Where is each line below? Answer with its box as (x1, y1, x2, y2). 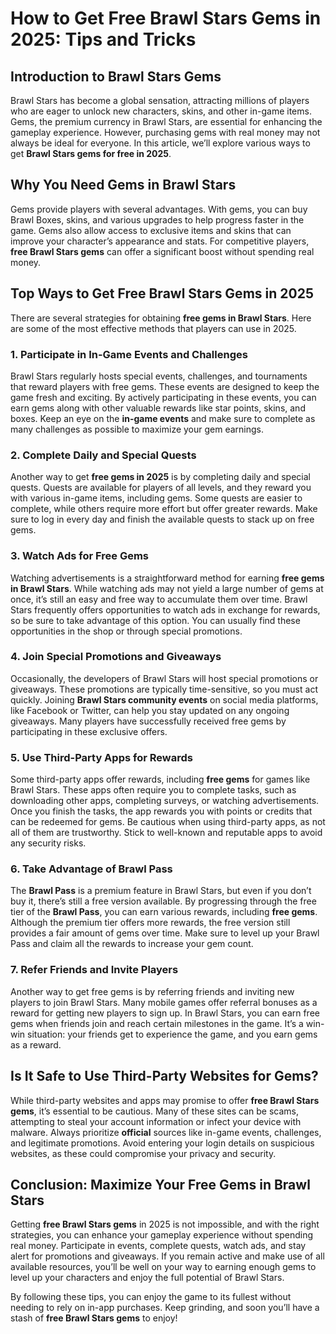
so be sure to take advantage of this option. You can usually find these (10, 614, 301, 626)
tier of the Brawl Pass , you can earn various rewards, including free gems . (10, 906, 318, 918)
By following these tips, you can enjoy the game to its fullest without (10, 1291, 292, 1303)
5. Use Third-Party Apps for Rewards (10, 750, 193, 764)
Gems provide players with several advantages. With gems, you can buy (10, 203, 308, 215)
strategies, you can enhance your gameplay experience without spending (10, 1229, 313, 1241)
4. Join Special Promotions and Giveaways (10, 650, 222, 664)
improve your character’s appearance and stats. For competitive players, (10, 235, 310, 247)
